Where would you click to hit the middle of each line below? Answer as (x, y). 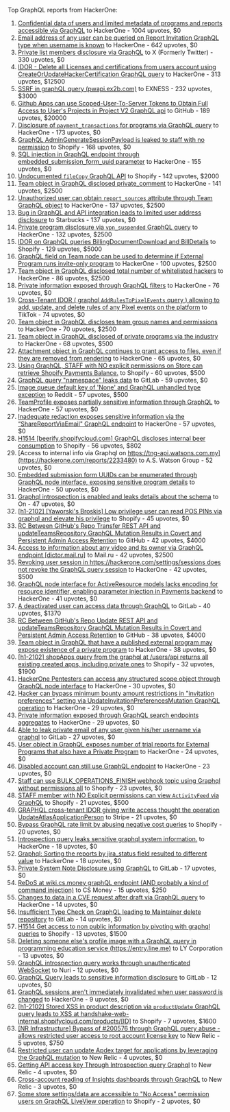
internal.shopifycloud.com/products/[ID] (75, 1021)
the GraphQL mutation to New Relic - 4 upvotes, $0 (90, 1057)
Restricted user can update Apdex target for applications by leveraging (117, 1050)
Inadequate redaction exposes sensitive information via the (101, 416)
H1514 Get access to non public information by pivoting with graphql (114, 926)
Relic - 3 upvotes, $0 (47, 1087)
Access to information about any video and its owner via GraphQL (111, 547)
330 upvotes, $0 (41, 60)
